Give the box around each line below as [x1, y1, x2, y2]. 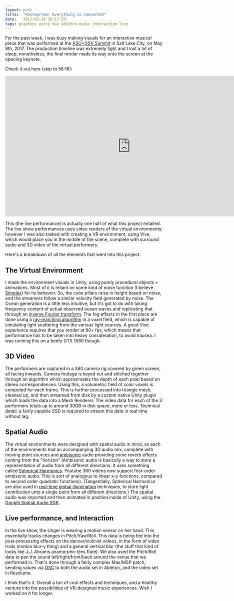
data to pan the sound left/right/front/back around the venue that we [5, 553, 146, 560]
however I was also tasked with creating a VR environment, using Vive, [5, 231, 151, 237]
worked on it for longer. [5, 590, 53, 596]
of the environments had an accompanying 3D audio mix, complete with [5, 446, 153, 452]
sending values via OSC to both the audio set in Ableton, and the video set [5, 564, 158, 570]
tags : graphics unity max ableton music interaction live [5, 21, 128, 26]
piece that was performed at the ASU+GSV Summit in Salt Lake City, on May [5, 40, 162, 46]
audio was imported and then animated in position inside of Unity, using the [5, 494, 161, 500]
